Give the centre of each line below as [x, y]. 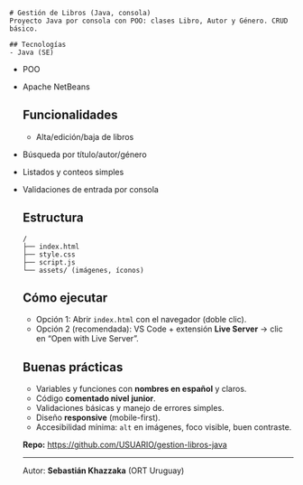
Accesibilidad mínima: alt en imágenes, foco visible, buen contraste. [164, 427]
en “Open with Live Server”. [87, 339]
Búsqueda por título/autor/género [84, 154]
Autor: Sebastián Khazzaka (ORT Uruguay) [103, 471]
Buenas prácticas [73, 367]
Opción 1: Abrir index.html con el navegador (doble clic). [141, 320]
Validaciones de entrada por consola [91, 189]
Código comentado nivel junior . [96, 398]
